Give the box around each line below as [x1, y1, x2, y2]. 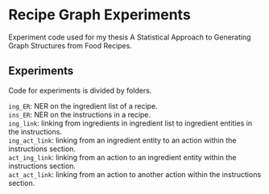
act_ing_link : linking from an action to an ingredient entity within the [8, 152, 237, 162]
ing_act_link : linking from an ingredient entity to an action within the [8, 135, 237, 145]
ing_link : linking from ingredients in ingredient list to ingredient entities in [8, 118, 252, 128]
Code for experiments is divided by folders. [8, 85, 152, 95]
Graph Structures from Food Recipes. [8, 40, 133, 50]
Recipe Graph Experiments [8, 6, 191, 24]
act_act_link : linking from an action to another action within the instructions [8, 169, 262, 179]
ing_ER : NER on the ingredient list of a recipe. [8, 101, 159, 110]
